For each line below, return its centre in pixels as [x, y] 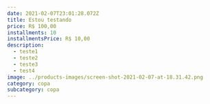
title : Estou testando [39, 20]
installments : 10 [32, 32]
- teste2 [26, 58]
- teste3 [26, 64]
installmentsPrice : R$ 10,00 [49, 39]
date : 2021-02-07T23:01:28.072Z [53, 13]
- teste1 [26, 52]
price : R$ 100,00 [32, 26]
